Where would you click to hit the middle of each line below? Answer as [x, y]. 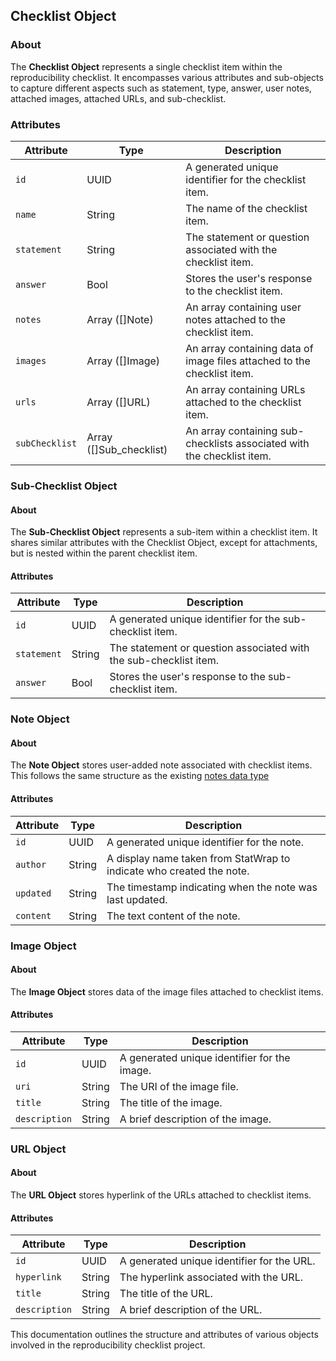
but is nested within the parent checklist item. [104, 553]
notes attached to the [236, 319]
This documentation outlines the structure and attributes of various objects [164, 1335]
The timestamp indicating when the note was [212, 887]
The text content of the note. [173, 916]
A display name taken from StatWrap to [198, 858]
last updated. [137, 899]
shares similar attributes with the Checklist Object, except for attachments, [164, 543]
